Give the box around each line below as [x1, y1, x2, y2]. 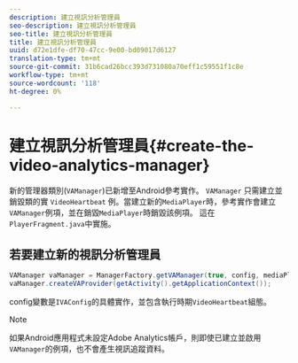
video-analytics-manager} [9, 155, 210, 175]
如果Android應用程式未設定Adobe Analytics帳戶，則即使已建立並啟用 [9, 333, 262, 343]
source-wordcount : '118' [9, 79, 101, 88]
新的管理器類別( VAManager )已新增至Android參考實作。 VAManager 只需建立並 [9, 185, 283, 196]
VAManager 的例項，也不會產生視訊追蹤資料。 [9, 344, 170, 354]
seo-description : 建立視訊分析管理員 [9, 21, 137, 30]
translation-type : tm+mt [9, 54, 101, 63]
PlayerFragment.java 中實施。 [9, 219, 117, 229]
